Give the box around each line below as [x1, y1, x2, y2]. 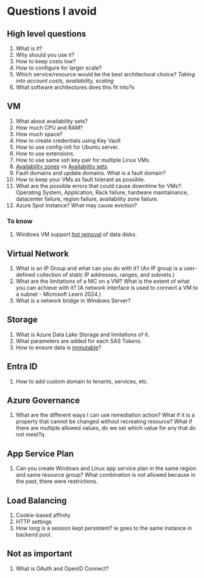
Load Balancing [7, 495, 67, 505]
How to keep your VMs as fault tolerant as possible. [15, 176, 146, 183]
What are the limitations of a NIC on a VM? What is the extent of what [15, 277, 190, 285]
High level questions [7, 29, 86, 39]
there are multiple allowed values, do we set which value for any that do [15, 424, 196, 432]
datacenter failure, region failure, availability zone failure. [15, 195, 159, 202]
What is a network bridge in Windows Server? [15, 297, 131, 304]
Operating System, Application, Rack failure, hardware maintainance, [15, 188, 189, 196]
